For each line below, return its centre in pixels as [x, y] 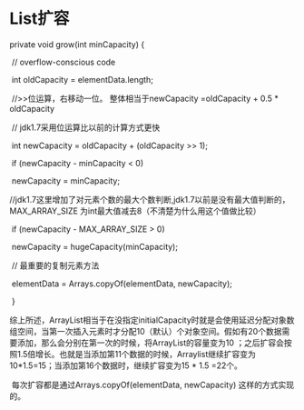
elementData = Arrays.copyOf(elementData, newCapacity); [122, 284]
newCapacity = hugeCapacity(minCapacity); [95, 246]
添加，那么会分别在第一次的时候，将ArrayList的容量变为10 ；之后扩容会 [150, 343]
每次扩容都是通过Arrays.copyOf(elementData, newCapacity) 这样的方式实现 [153, 385]
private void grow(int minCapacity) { [77, 44]
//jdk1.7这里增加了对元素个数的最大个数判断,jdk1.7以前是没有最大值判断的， [150, 199]
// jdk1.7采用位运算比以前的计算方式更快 [86, 127]
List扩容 [39, 19]
